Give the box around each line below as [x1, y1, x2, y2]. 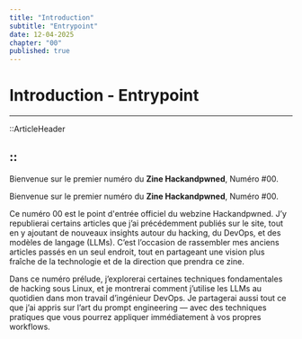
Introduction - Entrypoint [9, 85, 200, 106]
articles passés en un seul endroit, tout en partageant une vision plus [9, 246, 265, 257]
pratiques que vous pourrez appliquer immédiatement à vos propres [9, 311, 262, 322]
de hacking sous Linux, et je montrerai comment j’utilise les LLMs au [9, 282, 262, 293]
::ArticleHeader [9, 123, 66, 135]
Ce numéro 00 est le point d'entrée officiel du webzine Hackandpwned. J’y [9, 208, 288, 219]
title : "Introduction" [9, 13, 94, 22]
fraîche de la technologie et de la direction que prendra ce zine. [9, 255, 244, 266]
